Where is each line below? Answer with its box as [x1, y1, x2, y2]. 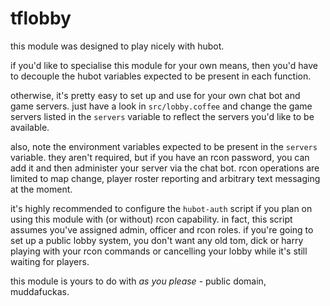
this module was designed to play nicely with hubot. [10, 40, 225, 52]
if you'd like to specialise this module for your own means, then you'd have [10, 59, 318, 71]
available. [10, 121, 50, 133]
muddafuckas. [10, 285, 70, 297]
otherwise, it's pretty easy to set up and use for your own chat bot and [10, 89, 301, 101]
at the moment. [10, 183, 73, 195]
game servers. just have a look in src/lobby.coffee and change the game [10, 100, 313, 112]
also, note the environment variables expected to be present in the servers [10, 140, 318, 152]
